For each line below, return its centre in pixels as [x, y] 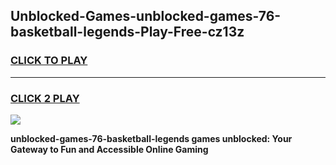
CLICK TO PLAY [49, 61]
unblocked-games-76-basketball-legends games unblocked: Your [151, 138]
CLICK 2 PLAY [45, 98]
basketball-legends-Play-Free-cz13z [127, 32]
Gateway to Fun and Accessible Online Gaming [109, 149]
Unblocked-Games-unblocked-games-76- [146, 16]
